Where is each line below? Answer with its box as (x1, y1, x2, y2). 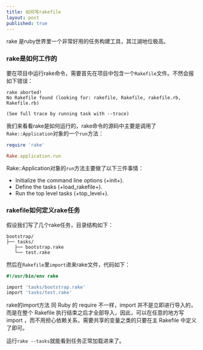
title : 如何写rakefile (6, 9, 62, 15)
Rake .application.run (6, 153, 62, 159)
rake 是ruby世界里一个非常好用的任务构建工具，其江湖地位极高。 (6, 38, 169, 45)
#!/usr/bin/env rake (6, 273, 59, 279)
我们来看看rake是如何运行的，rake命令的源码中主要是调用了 (6, 122, 157, 129)
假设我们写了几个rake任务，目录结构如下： (6, 221, 114, 229)
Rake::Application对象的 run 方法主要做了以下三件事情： (6, 165, 144, 172)
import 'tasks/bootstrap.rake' (6, 284, 86, 290)
